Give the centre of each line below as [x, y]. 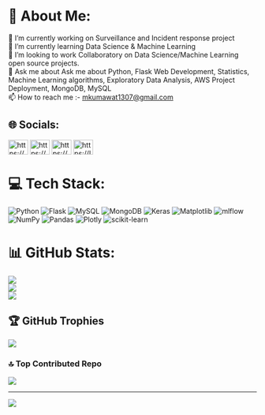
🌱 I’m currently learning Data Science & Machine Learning [102, 46]
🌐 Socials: [34, 125]
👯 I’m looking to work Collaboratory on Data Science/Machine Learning [123, 54]
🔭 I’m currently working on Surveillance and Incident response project [121, 38]
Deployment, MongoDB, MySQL [60, 88]
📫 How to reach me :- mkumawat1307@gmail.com [91, 97]
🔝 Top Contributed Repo [55, 364]
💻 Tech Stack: [57, 183]
